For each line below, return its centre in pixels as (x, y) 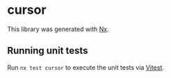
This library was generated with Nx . (58, 29)
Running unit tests (48, 51)
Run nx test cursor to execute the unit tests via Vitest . (86, 67)
